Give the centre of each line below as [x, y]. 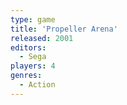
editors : [28, 47]
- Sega [33, 57]
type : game [33, 19]
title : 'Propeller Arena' [64, 29]
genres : [26, 76]
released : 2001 [42, 38]
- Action [37, 85]
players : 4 [33, 66]
